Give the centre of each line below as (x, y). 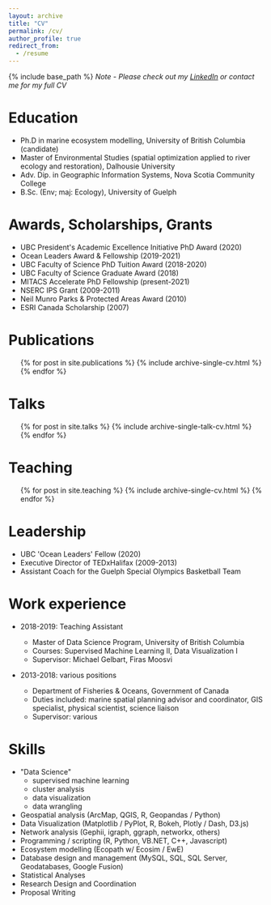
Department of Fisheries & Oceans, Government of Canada (130, 690)
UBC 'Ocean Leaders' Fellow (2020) (80, 554)
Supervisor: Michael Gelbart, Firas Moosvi (102, 659)
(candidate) (39, 149)
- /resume (32, 53)
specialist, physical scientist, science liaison (106, 708)
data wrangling (57, 806)
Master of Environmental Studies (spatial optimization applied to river (135, 157)
